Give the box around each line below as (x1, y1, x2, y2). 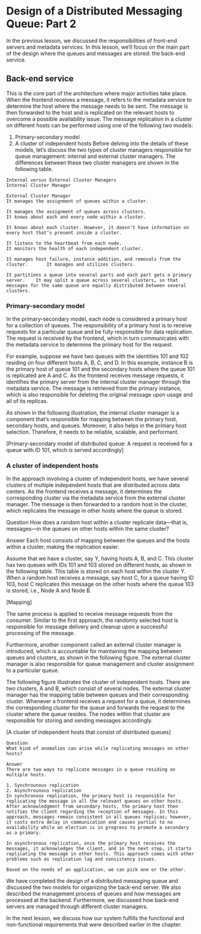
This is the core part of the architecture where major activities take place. (6, 89, 188, 97)
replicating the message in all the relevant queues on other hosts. (6, 798, 184, 804)
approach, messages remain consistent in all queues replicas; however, (6, 814, 192, 820)
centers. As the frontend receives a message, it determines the (6, 488, 162, 495)
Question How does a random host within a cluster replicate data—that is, (6, 519, 188, 526)
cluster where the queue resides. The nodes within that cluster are (6, 710, 170, 718)
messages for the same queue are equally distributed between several (6, 282, 187, 289)
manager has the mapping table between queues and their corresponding (6, 691, 189, 698)
